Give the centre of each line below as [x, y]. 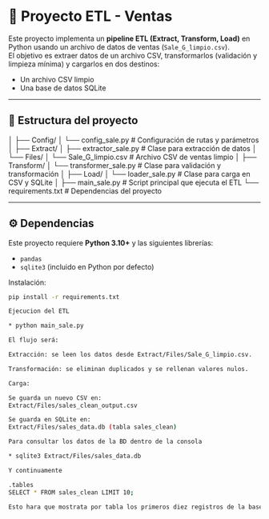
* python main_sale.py [46, 326]
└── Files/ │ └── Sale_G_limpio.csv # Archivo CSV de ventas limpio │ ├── [133, 157]
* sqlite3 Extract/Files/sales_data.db [75, 456]
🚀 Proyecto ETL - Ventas [90, 16]
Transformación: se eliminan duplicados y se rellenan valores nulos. [128, 369]
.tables [21, 485]
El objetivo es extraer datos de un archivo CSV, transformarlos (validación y [133, 55]
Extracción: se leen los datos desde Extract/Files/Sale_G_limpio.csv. [130, 355]
